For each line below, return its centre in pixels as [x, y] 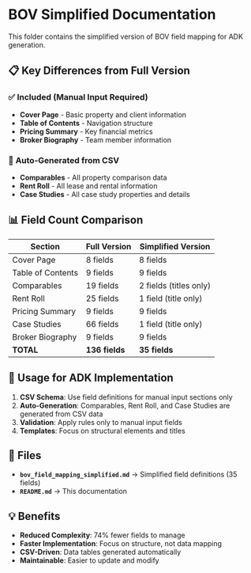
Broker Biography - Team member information [96, 139]
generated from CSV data [61, 414]
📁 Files [25, 455]
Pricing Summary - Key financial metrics [86, 131]
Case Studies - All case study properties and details [105, 194]
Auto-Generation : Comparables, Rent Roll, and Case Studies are [125, 405]
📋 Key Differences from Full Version [99, 71]
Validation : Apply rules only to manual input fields [101, 422]
